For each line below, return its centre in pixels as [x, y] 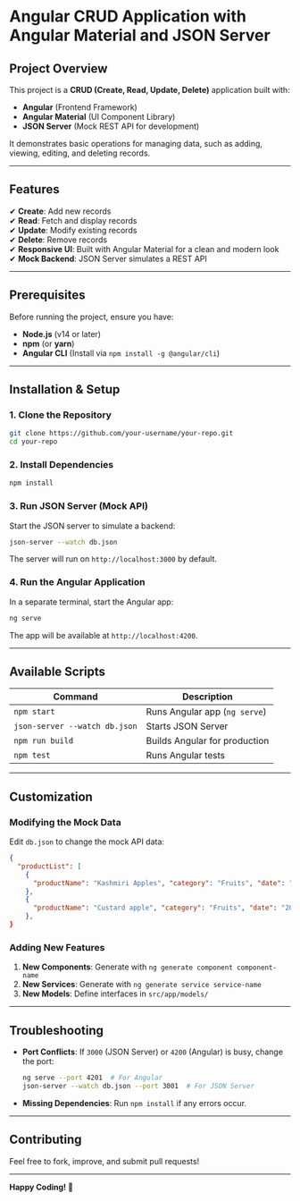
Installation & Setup [65, 389]
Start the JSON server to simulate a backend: [92, 526]
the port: [38, 1061]
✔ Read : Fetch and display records [73, 220]
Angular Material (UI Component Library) [99, 117]
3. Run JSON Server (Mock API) [79, 506]
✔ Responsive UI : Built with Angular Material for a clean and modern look [144, 249]
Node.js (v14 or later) [61, 334]
